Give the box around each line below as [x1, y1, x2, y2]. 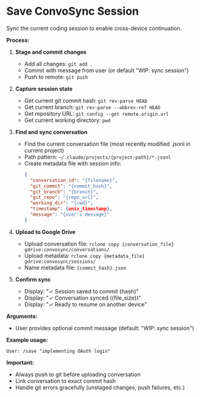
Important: [6, 358, 34, 366]
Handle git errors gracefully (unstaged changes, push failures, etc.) [15, 384, 185, 391]
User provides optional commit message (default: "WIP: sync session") [15, 324, 194, 331]
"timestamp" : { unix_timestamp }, [29, 206, 113, 212]
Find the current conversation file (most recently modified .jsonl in [24, 140, 191, 148]
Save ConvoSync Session [6, 4, 139, 18]
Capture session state [15, 85, 73, 93]
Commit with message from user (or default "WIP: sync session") [24, 66, 189, 74]
